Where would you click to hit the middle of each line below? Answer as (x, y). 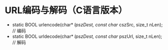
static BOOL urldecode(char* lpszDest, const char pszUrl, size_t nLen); (87, 36)
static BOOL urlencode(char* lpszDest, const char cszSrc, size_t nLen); (87, 24)
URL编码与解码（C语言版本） (66, 10)
